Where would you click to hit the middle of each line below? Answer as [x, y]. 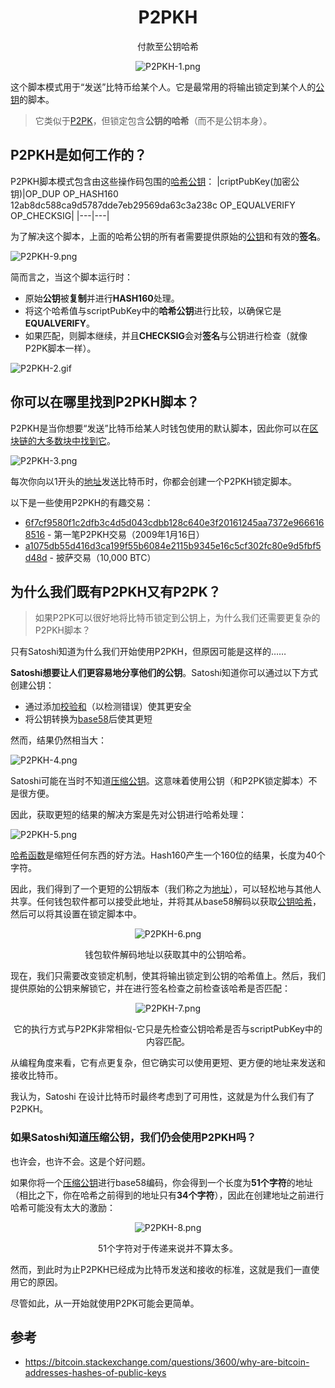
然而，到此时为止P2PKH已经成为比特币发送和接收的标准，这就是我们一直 [161, 1269]
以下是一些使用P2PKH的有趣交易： [82, 502]
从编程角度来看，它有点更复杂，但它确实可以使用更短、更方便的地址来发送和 [168, 1063]
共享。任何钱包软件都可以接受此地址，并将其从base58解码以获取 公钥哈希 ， [166, 902]
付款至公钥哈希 [168, 46]
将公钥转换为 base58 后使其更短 [88, 719]
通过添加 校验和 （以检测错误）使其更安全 [108, 707]
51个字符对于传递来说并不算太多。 [168, 1248]
